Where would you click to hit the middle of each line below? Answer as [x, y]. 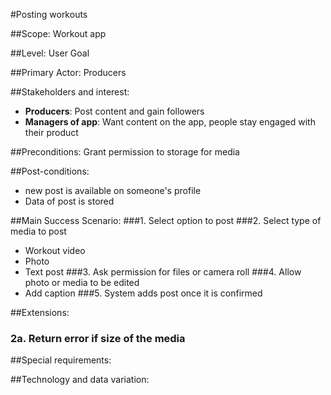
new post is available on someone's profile [113, 190]
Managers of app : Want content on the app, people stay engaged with [170, 122]
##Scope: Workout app [58, 33]
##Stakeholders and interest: [70, 92]
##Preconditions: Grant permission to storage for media [125, 152]
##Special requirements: [61, 360]
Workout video [55, 250]
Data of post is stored [69, 201]
